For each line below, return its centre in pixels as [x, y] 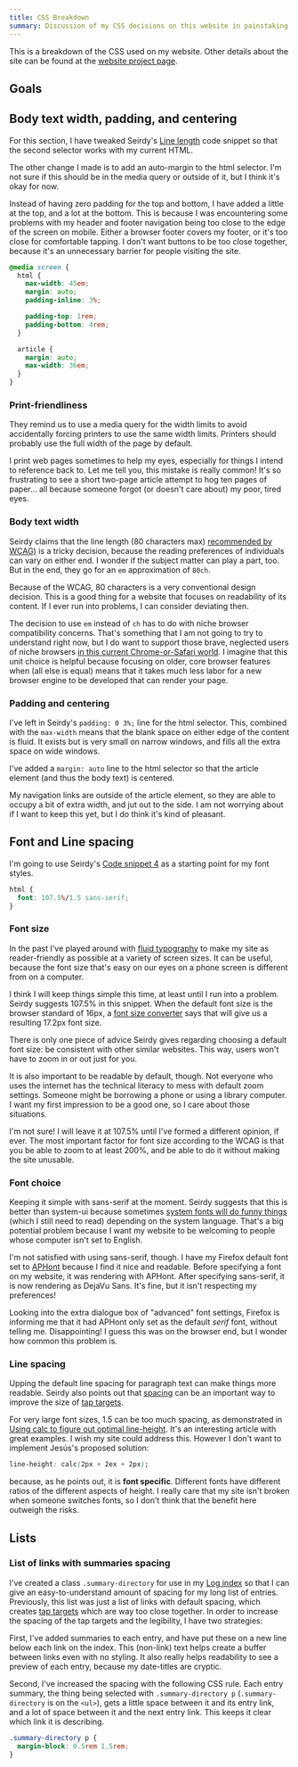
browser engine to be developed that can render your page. [119, 680]
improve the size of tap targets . [67, 1402]
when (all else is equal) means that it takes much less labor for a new [136, 671]
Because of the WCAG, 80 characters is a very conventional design [133, 587]
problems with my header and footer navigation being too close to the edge [148, 222]
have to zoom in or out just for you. [73, 1059]
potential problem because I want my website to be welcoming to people [142, 1230]
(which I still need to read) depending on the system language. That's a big [147, 1221]
